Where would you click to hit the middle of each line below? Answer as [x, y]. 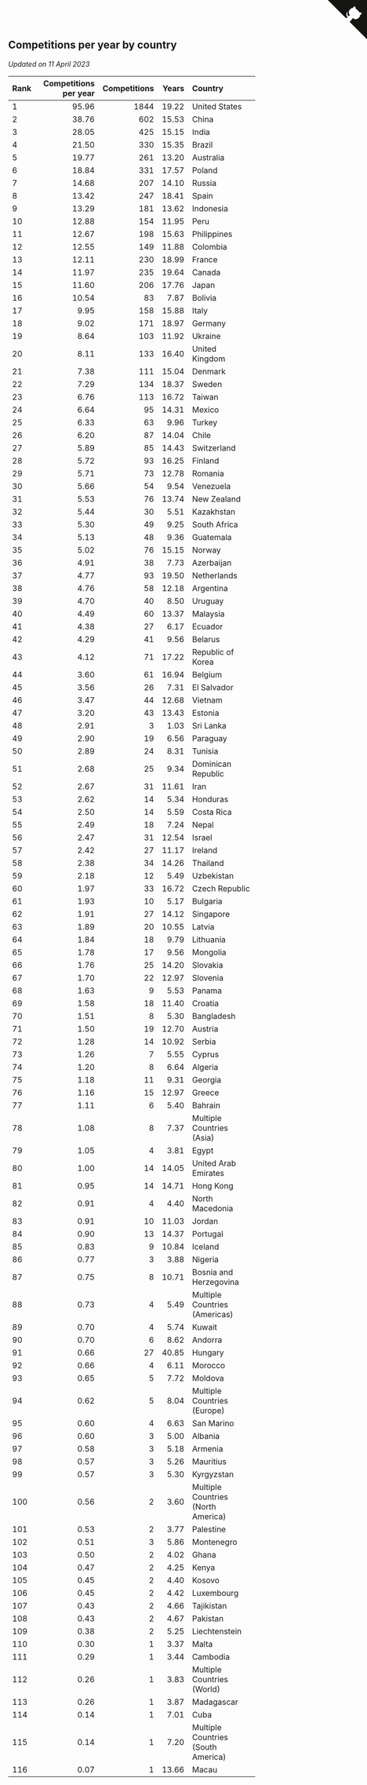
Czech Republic [221, 889]
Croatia [205, 1003]
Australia [208, 157]
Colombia [209, 246]
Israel [202, 838]
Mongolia [209, 952]
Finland [205, 461]
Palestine [209, 1529]
